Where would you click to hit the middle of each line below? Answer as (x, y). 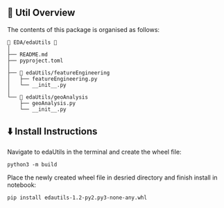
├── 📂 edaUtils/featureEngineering (59, 73)
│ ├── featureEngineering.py (52, 79)
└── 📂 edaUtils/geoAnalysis (48, 97)
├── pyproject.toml (35, 61)
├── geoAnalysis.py (48, 103)
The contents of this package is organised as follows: (84, 29)
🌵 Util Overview (41, 13)
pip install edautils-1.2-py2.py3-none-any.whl (77, 198)
